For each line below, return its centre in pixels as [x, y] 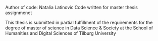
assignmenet [19, 13]
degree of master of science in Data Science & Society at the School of [79, 28]
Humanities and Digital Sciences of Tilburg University [61, 33]
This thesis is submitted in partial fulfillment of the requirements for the [79, 23]
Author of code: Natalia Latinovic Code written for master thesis [71, 7]
